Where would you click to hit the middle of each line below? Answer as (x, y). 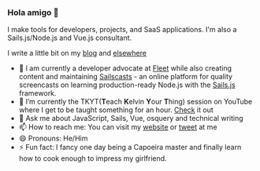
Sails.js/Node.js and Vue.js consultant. (70, 38)
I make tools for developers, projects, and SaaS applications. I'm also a (122, 30)
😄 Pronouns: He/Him (53, 138)
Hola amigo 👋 (33, 13)
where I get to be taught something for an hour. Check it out (116, 110)
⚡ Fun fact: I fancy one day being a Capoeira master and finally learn (130, 147)
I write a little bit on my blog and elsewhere (77, 53)
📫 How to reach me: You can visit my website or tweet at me (118, 127)
